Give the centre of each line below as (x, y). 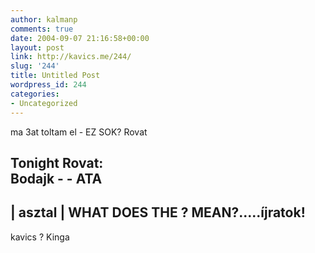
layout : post (37, 47)
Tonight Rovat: (57, 162)
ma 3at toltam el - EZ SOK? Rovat (79, 132)
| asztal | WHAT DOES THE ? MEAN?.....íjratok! (158, 212)
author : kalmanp (44, 19)
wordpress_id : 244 (48, 85)
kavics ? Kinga (40, 237)
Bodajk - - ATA (56, 178)
